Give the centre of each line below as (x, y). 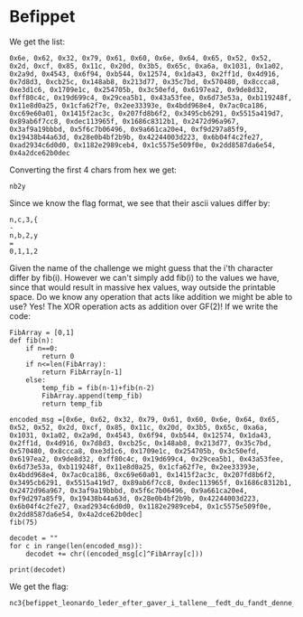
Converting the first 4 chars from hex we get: (93, 170)
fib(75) (24, 522)
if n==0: (42, 348)
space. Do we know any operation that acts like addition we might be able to (151, 296)
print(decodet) (38, 570)
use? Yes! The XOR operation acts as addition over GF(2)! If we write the (144, 306)
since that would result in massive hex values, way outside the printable (143, 287)
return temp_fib (72, 404)
